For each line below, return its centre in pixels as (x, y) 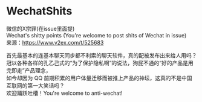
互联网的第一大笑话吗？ (35, 85)
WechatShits (39, 11)
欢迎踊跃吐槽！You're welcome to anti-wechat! (64, 93)
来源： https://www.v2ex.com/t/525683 (55, 42)
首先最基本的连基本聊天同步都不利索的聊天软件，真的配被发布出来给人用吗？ (102, 55)
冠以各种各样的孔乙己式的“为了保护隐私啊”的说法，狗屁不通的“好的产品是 (97, 63)
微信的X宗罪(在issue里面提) (41, 28)
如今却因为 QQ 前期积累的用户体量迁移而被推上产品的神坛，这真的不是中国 (99, 78)
